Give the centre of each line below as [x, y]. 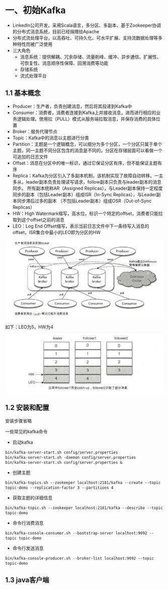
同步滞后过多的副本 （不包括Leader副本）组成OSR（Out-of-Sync [84, 201]
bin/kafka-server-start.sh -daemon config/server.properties [71, 457]
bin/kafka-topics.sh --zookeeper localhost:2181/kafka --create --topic [83, 483]
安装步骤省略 [18, 421]
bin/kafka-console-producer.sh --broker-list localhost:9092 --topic [80, 558]
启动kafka [23, 442]
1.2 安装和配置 [27, 408]
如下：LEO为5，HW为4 [29, 327]
